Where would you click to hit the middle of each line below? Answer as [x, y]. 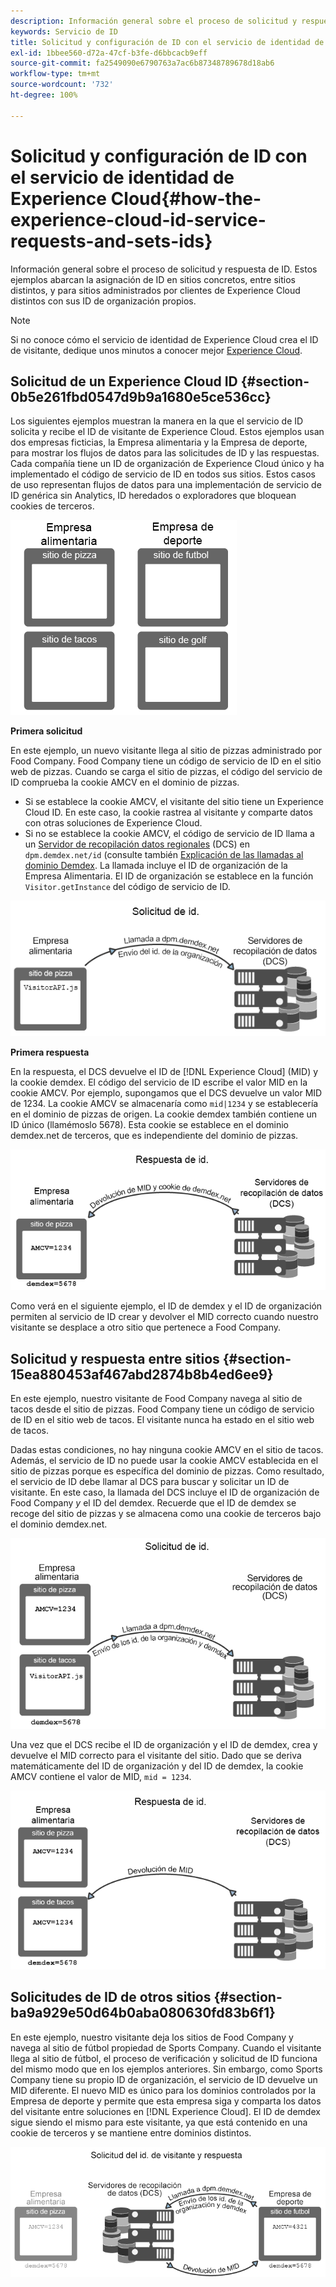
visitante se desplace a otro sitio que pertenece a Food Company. [146, 1327]
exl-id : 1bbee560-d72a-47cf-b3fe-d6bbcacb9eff [109, 53]
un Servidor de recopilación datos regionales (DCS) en [137, 844]
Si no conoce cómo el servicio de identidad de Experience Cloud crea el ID [164, 339]
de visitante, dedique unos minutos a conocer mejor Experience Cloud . [156, 350]
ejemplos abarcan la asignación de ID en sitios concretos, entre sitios [153, 279]
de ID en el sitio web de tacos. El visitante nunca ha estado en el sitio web [162, 1419]
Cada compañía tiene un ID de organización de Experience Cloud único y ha [167, 464]
